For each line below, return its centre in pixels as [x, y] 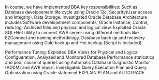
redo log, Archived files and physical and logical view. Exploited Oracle [75, 27]
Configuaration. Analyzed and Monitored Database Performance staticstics [80, 57]
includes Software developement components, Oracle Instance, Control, [77, 22]
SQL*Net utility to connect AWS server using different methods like [72, 33]
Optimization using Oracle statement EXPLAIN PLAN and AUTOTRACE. [75, 73]
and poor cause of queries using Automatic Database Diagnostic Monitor [78, 62]
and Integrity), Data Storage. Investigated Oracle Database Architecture [76, 17]
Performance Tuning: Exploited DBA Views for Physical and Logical [72, 52]
